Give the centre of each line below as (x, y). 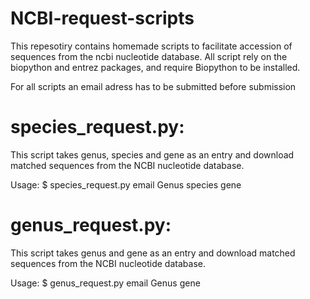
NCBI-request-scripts (102, 18)
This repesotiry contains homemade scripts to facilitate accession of (151, 46)
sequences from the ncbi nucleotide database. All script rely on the (149, 56)
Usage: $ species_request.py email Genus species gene (126, 184)
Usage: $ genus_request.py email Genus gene (105, 283)
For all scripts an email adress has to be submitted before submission (153, 86)
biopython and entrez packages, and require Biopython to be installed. (155, 67)
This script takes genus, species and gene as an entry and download (152, 154)
